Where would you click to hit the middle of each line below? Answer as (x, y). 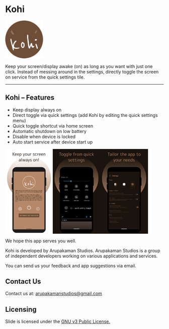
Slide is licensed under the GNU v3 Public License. (58, 321)
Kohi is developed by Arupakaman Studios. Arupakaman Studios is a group (83, 250)
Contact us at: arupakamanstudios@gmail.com (54, 294)
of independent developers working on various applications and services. (81, 256)
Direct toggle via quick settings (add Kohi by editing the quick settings (85, 115)
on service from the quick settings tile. (45, 77)
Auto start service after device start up (53, 142)
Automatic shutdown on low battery (50, 131)
